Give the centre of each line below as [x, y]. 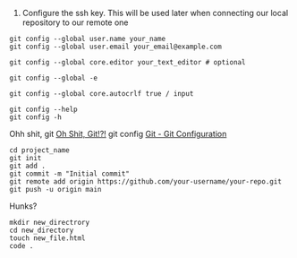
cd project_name [39, 150]
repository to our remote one [75, 22]
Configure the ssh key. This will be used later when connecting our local [155, 13]
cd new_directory [42, 230]
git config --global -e [54, 78]
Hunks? [23, 206]
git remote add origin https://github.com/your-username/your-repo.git [145, 182]
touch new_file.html [48, 238]
